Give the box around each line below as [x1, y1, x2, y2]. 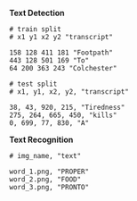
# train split [9, 25, 62, 34]
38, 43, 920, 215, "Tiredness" [9, 103, 125, 112]
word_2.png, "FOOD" [9, 175, 82, 184]
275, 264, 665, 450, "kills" [9, 111, 117, 120]
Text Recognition [9, 134, 74, 145]
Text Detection [9, 8, 65, 18]
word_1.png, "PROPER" [9, 167, 90, 176]
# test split [9, 80, 58, 88]
